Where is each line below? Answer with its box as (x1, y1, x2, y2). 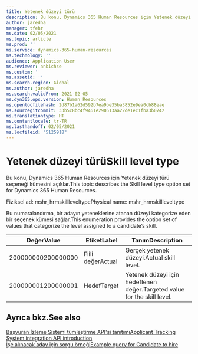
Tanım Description (131, 236, 183, 244)
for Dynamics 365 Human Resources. (6, 186, 97, 194)
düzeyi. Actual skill (125, 253, 176, 261)
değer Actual (83, 257, 118, 265)
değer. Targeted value (125, 285, 185, 293)
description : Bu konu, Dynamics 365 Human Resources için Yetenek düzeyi (6, 14, 192, 20)
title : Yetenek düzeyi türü (6, 8, 75, 15)
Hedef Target (83, 281, 119, 290)
